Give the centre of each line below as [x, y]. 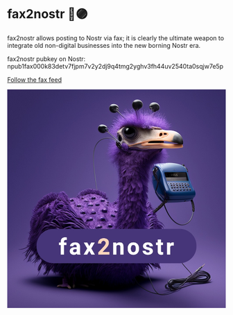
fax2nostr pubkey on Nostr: [46, 59]
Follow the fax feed [35, 79]
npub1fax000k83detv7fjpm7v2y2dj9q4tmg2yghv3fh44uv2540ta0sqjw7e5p [115, 66]
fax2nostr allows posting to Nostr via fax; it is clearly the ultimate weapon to [115, 38]
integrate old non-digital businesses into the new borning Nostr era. [104, 45]
